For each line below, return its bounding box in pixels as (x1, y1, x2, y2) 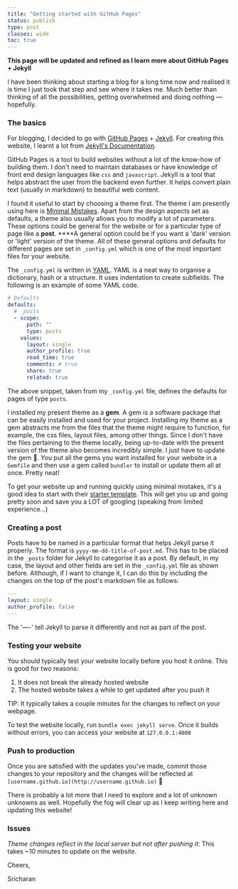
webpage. (7, 707, 37, 715)
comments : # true (26, 361, 78, 368)
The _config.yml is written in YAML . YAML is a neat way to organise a (7, 266, 211, 274)
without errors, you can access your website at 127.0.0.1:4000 (7, 728, 192, 736)
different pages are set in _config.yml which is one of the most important (7, 244, 222, 253)
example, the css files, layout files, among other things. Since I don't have (7, 430, 223, 439)
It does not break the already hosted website (17, 677, 149, 686)
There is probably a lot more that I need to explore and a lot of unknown (7, 791, 218, 800)
